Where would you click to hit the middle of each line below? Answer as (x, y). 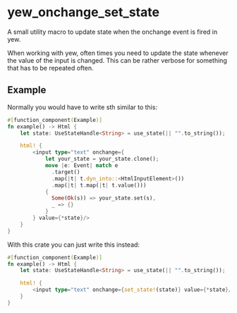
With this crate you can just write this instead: (73, 245)
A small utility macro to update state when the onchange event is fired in (112, 32)
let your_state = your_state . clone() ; (102, 159)
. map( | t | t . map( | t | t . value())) (99, 185)
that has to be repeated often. (50, 68)
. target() (66, 172)
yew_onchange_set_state (84, 12)
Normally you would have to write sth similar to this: (82, 107)
